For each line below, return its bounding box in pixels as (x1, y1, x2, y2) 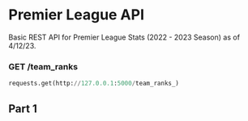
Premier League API (8, 6, 144, 24)
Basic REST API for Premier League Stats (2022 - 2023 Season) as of (8, 32, 241, 42)
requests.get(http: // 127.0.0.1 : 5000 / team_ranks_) (8, 79, 180, 88)
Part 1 (8, 102, 38, 115)
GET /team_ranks (8, 60, 79, 72)
